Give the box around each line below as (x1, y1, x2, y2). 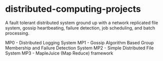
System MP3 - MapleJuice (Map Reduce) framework (5, 50, 114, 56)
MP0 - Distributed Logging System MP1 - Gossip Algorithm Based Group (5, 39, 154, 45)
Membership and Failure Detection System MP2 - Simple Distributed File (5, 45, 154, 51)
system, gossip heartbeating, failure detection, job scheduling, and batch (5, 25, 156, 30)
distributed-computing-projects (5, 3, 141, 15)
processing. (5, 30, 30, 36)
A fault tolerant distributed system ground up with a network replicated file (5, 20, 159, 26)
